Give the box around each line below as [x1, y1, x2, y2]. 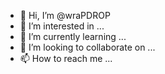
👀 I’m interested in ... [19, 20, 105, 32]
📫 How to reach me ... [19, 53, 113, 64]
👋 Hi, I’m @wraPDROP [19, 10, 111, 21]
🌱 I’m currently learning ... [19, 31, 127, 42]
